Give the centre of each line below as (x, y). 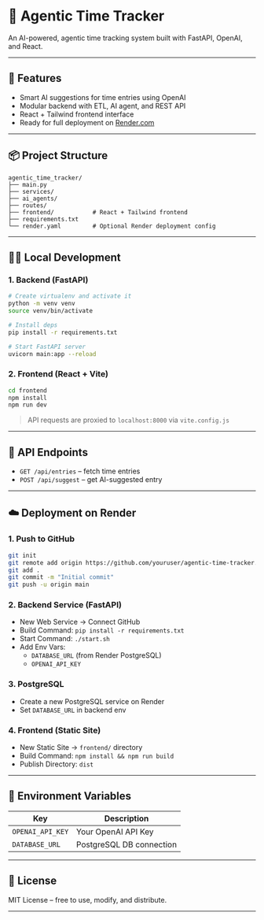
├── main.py (27, 184)
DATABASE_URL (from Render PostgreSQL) (97, 655)
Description (126, 818)
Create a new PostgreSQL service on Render (92, 701)
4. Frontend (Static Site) (55, 730)
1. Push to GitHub (42, 539)
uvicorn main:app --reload (52, 354)
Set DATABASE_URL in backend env (73, 710)
